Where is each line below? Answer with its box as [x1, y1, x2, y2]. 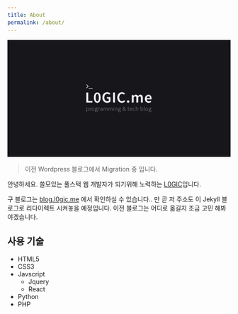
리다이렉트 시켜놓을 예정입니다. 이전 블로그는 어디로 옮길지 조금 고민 [25, 203, 214, 212]
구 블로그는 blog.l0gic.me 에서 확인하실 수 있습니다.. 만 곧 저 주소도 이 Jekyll [7, 195, 220, 203]
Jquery [28, 277, 50, 286]
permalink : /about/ [7, 18, 65, 26]
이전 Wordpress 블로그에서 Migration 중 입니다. [24, 164, 158, 173]
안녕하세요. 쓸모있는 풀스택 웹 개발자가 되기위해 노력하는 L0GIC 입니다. [7, 179, 202, 188]
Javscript [17, 269, 45, 278]
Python [17, 292, 39, 301]
